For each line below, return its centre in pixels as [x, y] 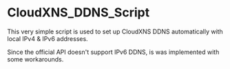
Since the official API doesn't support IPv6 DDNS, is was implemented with [113, 52]
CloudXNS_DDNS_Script [79, 13]
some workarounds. [35, 59]
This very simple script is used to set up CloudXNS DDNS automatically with [115, 31]
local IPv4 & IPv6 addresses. [48, 38]
